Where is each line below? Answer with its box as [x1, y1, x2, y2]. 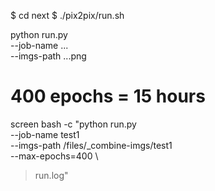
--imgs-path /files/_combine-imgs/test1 [10, 139, 173, 151]
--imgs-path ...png [10, 50, 87, 62]
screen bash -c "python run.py [10, 118, 137, 130]
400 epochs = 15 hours [10, 85, 206, 108]
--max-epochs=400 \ [10, 150, 99, 162]
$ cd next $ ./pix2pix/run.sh [10, 10, 125, 21]
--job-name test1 [10, 128, 80, 140]
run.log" [34, 169, 69, 181]
